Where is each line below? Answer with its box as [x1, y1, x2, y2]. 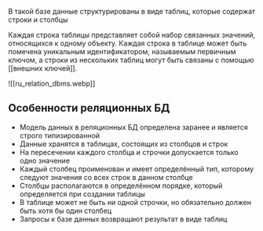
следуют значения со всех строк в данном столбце [19, 172, 194, 181]
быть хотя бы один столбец [19, 206, 112, 215]
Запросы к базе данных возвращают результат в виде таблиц [19, 214, 228, 223]
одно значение [19, 156, 71, 165]
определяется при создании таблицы [19, 189, 145, 199]
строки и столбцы [8, 15, 68, 24]
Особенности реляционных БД [8, 101, 170, 115]
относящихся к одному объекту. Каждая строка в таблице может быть [8, 38, 247, 48]
